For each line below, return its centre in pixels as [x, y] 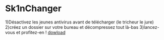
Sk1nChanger [33, 9]
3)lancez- [149, 27]
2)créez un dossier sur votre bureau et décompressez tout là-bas [72, 27]
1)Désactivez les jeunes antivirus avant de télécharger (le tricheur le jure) [80, 22]
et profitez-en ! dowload [41, 32]
